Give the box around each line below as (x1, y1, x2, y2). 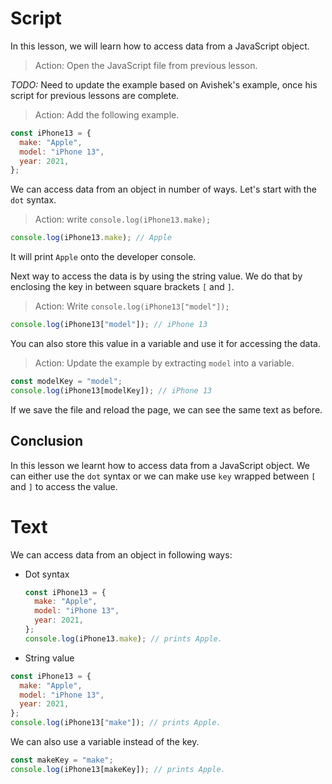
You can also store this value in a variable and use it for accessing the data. (10, 338, 321, 350)
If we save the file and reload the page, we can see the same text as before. (10, 403, 323, 416)
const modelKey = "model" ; (10, 377, 123, 387)
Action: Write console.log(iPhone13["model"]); (34, 300, 230, 312)
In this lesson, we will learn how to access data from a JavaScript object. (10, 40, 310, 52)
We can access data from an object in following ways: (10, 548, 233, 561)
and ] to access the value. (10, 480, 118, 492)
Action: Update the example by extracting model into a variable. (34, 357, 295, 369)
